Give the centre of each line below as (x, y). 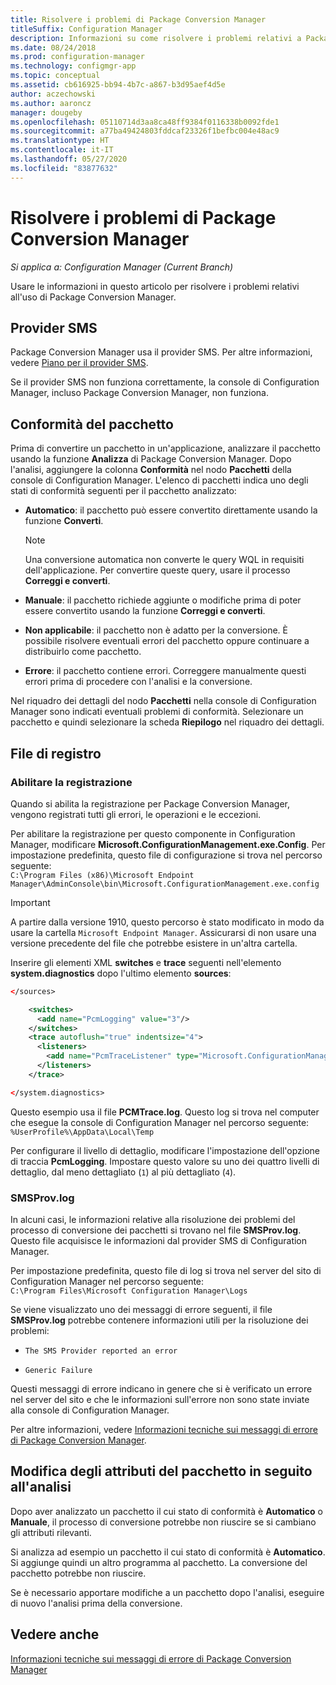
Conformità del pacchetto (92, 424)
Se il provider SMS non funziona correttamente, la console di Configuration (165, 382)
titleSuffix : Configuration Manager (86, 29)
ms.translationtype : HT (60, 141)
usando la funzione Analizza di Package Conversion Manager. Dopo (151, 459)
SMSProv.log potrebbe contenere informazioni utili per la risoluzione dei (159, 1320)
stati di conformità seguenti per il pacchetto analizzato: (123, 491)
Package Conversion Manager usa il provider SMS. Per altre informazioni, (161, 352)
